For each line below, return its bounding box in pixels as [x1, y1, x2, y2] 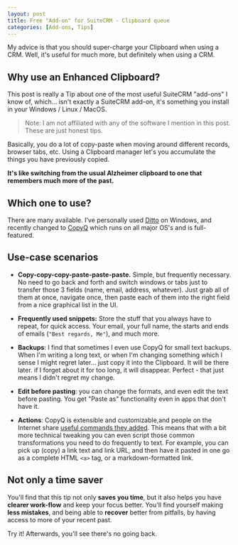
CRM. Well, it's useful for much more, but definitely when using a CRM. [7, 50, 215, 59]
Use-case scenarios [7, 251, 99, 263]
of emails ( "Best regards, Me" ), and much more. [17, 329, 160, 338]
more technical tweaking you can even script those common [17, 431, 195, 439]
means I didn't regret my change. [17, 373, 115, 382]
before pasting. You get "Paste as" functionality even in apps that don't [17, 395, 226, 403]
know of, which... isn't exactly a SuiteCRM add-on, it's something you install [7, 97, 229, 106]
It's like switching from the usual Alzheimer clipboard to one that [7, 169, 202, 177]
